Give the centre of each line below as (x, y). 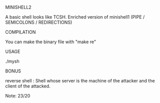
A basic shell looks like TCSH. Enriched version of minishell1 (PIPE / (75, 17)
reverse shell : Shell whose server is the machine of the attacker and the (80, 81)
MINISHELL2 (18, 7)
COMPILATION (21, 32)
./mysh (12, 61)
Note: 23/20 (18, 96)
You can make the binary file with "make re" (51, 42)
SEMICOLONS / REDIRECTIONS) (39, 22)
